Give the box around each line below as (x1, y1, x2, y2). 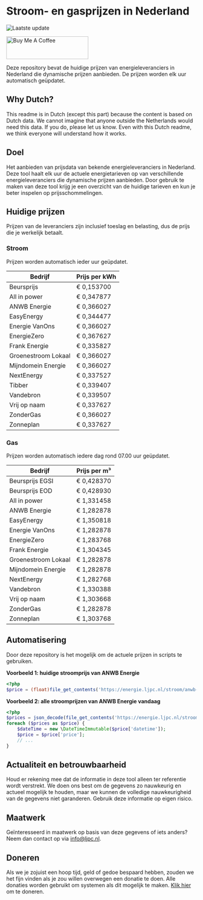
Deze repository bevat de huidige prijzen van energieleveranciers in (6, 64, 175, 71)
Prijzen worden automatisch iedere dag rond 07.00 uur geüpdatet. (6, 452, 170, 459)
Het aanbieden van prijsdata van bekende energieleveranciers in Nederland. (6, 163, 196, 171)
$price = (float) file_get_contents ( (6, 686, 98, 692)
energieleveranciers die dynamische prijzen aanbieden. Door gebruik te (6, 176, 184, 183)
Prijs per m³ (76, 466, 112, 475)
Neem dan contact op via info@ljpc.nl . (6, 835, 101, 843)
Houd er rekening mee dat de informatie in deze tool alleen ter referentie (6, 776, 186, 783)
